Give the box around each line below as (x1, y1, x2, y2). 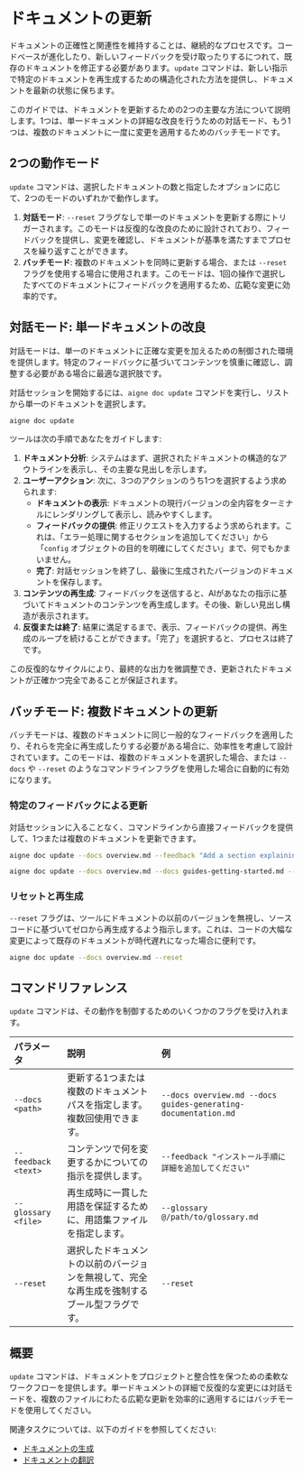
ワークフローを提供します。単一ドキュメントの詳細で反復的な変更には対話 (9, 1382, 286, 1394)
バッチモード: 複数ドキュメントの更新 (9, 704, 218, 719)
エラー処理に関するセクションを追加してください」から (63, 531, 269, 542)
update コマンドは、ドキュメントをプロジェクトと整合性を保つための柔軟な (9, 1371, 289, 1382)
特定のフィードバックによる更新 (9, 799, 148, 812)
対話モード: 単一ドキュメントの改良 (9, 319, 206, 335)
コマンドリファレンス (9, 980, 128, 995)
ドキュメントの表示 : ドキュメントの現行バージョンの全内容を (35, 498, 262, 509)
